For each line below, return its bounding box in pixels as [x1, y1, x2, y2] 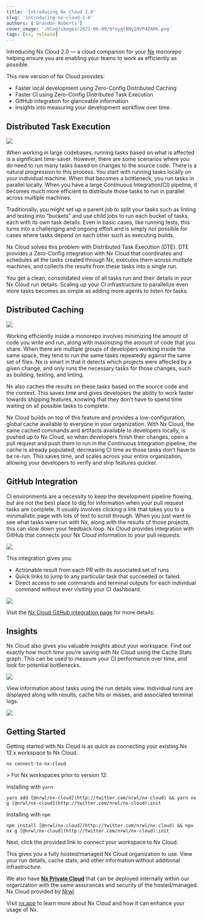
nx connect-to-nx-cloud [6, 761, 67, 767]
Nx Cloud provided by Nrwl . [6, 888, 76, 895]
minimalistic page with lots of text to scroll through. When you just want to [6, 512, 191, 519]
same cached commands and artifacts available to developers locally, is [6, 426, 186, 434]
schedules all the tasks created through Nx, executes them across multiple [6, 256, 193, 263]
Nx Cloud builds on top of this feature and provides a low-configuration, [6, 414, 186, 421]
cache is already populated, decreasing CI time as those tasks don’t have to [6, 446, 196, 453]
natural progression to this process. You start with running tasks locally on [6, 168, 192, 175]
